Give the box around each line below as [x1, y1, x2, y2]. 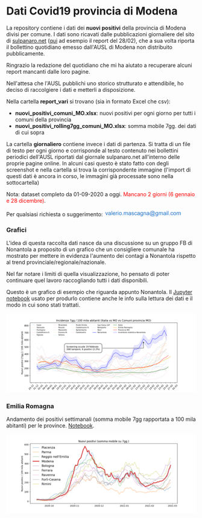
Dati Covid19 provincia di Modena [6, 4, 178, 18]
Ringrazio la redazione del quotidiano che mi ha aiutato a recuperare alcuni [6, 62, 192, 69]
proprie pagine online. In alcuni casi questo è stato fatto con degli [6, 159, 169, 167]
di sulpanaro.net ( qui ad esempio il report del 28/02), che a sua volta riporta [6, 37, 195, 44]
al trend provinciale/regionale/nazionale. [6, 258, 107, 266]
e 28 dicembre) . [6, 197, 46, 204]
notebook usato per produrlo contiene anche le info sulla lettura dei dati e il [6, 295, 193, 302]
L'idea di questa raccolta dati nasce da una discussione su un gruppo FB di [6, 240, 193, 247]
